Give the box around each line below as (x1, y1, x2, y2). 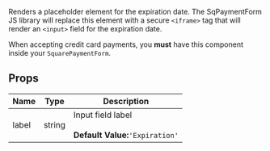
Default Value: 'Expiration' (73, 129, 179, 141)
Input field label (73, 109, 133, 120)
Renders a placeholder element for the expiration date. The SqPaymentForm (8, 7, 263, 16)
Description (103, 95, 150, 107)
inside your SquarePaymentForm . (8, 48, 112, 57)
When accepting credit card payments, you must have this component (8, 40, 244, 49)
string (43, 119, 66, 130)
